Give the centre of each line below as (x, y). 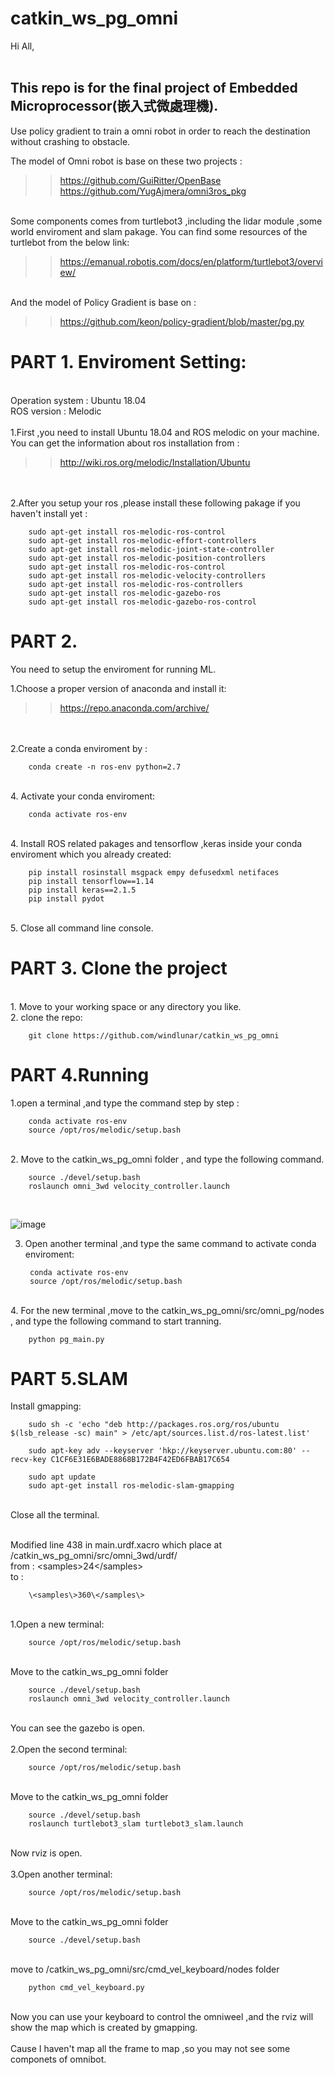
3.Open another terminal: (61, 1874)
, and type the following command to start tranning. (116, 1321)
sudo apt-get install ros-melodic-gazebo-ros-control (142, 602)
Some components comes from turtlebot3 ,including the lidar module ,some (166, 221)
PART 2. (44, 641)
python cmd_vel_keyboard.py (86, 1988)
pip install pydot (66, 898)
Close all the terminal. (55, 1515)
